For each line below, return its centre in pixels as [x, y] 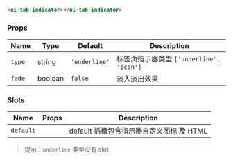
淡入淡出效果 [138, 79]
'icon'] [129, 67]
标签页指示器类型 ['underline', [169, 59]
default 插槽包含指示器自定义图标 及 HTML [138, 131]
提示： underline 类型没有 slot [66, 150]
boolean [51, 79]
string [47, 62]
